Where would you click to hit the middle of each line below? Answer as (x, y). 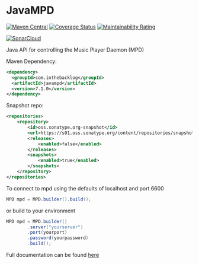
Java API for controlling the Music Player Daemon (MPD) (75, 50)
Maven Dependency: (32, 61)
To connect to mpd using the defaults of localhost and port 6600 (85, 188)
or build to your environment (41, 211)
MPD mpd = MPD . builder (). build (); (49, 199)
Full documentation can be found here (53, 255)
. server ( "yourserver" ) (55, 227)
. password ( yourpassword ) (58, 238)
